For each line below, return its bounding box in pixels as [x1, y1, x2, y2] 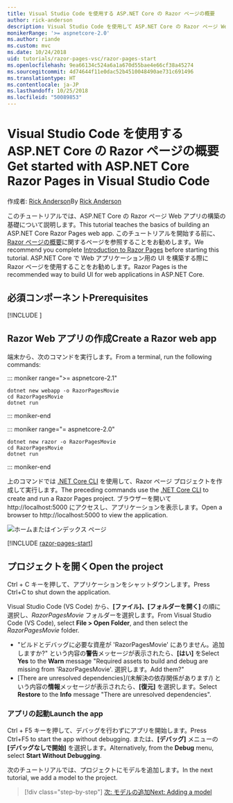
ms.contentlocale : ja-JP [7, 81, 79, 88]
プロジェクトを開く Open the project [7, 560, 164, 572]
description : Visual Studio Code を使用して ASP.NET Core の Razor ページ [7, 23, 218, 30]
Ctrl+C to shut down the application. [7, 588, 111, 596]
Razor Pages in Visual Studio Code [7, 173, 210, 189]
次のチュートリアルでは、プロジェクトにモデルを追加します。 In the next [7, 766, 214, 774]
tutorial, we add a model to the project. [7, 773, 118, 782]
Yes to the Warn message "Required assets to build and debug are [17, 657, 209, 666]
